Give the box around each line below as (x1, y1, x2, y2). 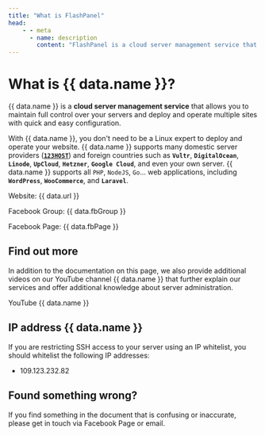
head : (8, 19, 26, 27)
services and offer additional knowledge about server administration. (8, 282, 234, 292)
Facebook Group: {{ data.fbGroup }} (8, 207, 126, 216)
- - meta (22, 26, 52, 34)
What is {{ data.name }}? (8, 75, 176, 94)
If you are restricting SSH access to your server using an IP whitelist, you (8, 342, 247, 351)
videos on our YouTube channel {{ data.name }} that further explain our (8, 274, 241, 284)
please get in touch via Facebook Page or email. (8, 418, 166, 428)
